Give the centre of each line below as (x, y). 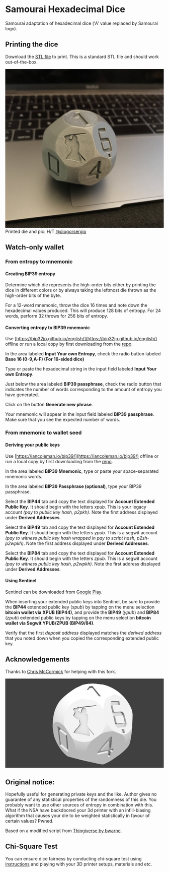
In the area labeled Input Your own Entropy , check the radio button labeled (83, 354)
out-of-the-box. (21, 62)
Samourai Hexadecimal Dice (65, 9)
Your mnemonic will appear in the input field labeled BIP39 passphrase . (80, 414)
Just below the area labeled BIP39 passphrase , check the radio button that (83, 384)
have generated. (22, 395)
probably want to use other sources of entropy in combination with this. (79, 804)
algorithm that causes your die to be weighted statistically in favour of (77, 816)
